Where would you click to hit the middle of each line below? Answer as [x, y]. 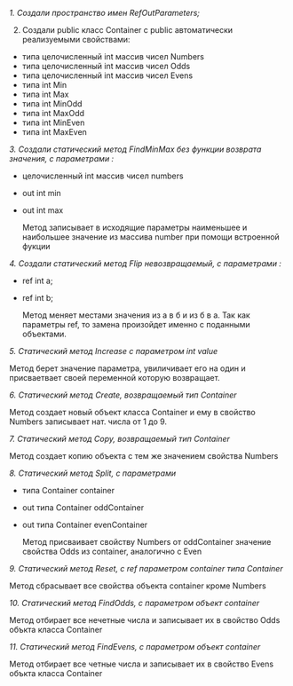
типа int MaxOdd [53, 113]
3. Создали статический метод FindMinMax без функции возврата [135, 149]
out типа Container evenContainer [85, 524]
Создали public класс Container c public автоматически [127, 30]
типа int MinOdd [52, 104]
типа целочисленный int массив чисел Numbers [113, 56]
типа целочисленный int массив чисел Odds [106, 66]
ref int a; [37, 280]
